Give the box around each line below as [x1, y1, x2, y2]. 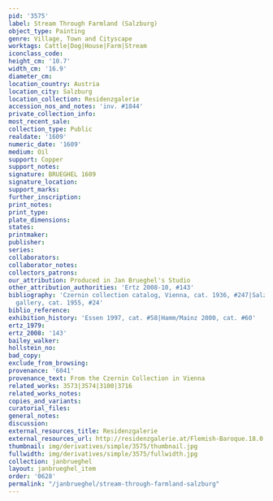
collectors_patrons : [8, 269, 79, 277]
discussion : [8, 420, 49, 428]
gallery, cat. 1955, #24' [15, 299, 104, 307]
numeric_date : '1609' [8, 140, 82, 149]
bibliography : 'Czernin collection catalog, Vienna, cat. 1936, [8, 292, 231, 300]
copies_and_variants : [8, 397, 82, 405]
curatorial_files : [8, 404, 71, 412]
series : [8, 246, 35, 254]
